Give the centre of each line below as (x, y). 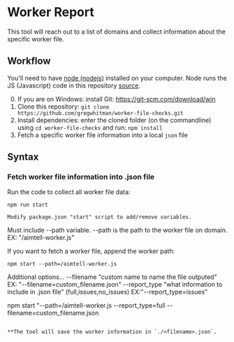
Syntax (23, 157)
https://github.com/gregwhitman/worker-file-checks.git (100, 113)
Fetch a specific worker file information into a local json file (103, 135)
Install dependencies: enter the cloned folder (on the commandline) (114, 120)
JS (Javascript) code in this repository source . (74, 85)
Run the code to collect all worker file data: (69, 192)
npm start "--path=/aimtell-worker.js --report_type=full (86, 306)
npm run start (28, 205)
